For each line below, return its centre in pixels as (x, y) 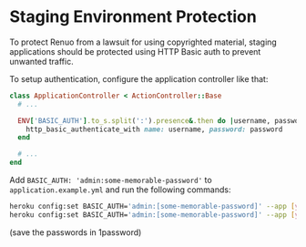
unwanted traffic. (42, 61)
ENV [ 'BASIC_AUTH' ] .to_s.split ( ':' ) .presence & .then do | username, (144, 120)
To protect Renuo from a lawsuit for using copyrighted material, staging (143, 42)
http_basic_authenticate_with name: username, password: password (154, 129)
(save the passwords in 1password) (76, 232)
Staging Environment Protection (133, 17)
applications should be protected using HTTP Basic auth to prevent (135, 51)
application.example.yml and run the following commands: (120, 190)
